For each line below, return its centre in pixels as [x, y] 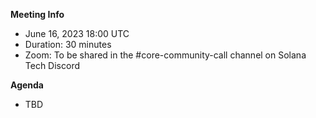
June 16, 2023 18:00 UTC [77, 33]
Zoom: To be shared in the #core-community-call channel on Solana [165, 55]
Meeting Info [37, 14]
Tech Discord [52, 65]
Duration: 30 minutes [68, 44]
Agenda [27, 85]
